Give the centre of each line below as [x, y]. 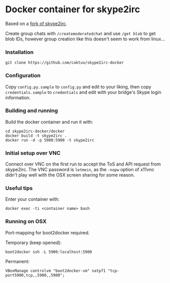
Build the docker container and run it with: [49, 122]
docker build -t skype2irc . [36, 136]
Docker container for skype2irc [73, 9]
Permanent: [17, 261]
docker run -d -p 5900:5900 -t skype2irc [50, 140]
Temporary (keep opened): [34, 242]
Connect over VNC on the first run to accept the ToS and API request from [83, 164]
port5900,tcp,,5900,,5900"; [35, 275]
